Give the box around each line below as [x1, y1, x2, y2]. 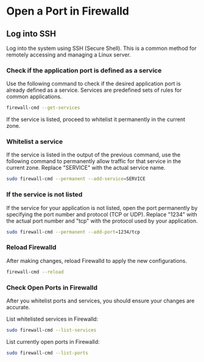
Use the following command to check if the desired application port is [6, 80, 181, 88]
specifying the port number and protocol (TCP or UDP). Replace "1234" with [6, 211, 198, 218]
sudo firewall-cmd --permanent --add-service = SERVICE [6, 176, 146, 182]
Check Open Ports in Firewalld [6, 283, 97, 291]
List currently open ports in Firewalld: [6, 338, 100, 345]
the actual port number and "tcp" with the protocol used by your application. [6, 217, 198, 225]
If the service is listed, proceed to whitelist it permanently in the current [6, 116, 186, 123]
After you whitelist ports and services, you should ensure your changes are [6, 297, 195, 304]
